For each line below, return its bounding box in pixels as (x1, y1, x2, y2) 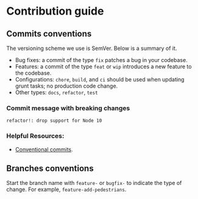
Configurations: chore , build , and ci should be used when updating (15, 76, 185, 83)
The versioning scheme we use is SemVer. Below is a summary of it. (6, 44, 177, 52)
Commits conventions (6, 29, 92, 39)
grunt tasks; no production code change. (15, 82, 118, 89)
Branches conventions (6, 163, 94, 173)
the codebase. (15, 69, 52, 77)
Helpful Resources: (6, 132, 65, 141)
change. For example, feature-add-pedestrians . (6, 186, 127, 193)
